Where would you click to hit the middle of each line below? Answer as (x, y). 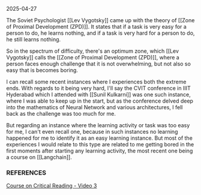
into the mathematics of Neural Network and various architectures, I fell (94, 107)
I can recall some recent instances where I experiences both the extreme (96, 82)
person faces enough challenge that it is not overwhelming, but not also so (98, 64)
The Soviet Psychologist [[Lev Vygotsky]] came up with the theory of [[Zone (100, 20)
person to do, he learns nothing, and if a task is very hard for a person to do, (100, 33)
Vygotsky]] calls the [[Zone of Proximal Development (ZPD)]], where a (93, 57)
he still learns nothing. (34, 39)
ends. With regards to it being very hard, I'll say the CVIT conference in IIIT (98, 88)
